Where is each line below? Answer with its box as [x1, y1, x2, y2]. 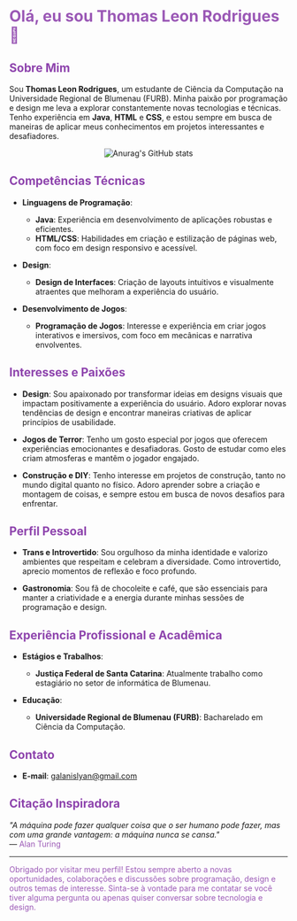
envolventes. [34, 339, 82, 350]
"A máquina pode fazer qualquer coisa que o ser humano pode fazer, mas [9, 819, 281, 830]
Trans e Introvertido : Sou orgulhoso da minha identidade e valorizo [21, 547, 268, 558]
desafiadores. [9, 131, 60, 141]
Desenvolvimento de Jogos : [21, 303, 128, 313]
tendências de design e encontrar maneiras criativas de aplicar [21, 407, 252, 418]
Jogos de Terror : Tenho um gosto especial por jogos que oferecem [21, 434, 268, 445]
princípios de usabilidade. [21, 416, 117, 427]
